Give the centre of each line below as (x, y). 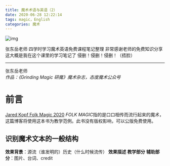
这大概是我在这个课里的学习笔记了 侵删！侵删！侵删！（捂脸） (70, 55)
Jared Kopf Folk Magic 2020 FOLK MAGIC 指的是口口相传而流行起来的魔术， (85, 115)
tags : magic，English (28, 19)
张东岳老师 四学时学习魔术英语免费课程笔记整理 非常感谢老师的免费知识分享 (84, 49)
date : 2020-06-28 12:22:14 (34, 15)
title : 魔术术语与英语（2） (31, 10)
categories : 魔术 (23, 24)
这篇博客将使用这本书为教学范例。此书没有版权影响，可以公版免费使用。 (80, 121)
